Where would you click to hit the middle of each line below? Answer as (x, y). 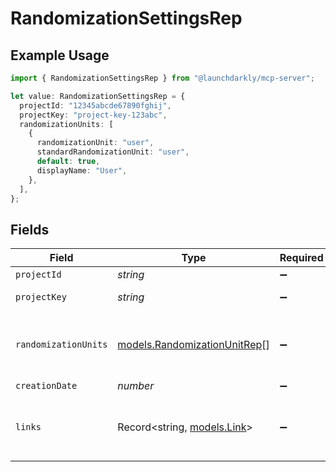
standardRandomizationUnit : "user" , (113, 152)
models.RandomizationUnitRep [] (193, 345)
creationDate (46, 386)
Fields (30, 229)
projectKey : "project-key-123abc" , (93, 115)
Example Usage (60, 55)
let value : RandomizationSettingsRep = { (98, 96)
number (136, 386)
